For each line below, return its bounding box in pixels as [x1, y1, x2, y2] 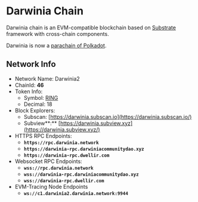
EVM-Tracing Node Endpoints [14, 183, 88, 190]
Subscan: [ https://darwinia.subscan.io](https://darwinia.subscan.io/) [23, 113, 192, 120]
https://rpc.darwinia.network [23, 139, 100, 146]
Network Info [6, 59, 56, 69]
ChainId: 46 [14, 81, 44, 88]
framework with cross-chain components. [6, 30, 109, 37]
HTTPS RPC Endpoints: [14, 132, 73, 139]
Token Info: [14, 88, 43, 95]
